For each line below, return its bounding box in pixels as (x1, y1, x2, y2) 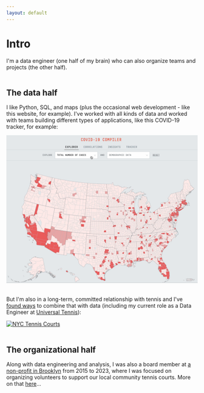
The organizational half (6, 344, 96, 355)
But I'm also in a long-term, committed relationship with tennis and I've (6, 296, 183, 303)
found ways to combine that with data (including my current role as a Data (6, 302, 192, 310)
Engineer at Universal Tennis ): (6, 308, 82, 316)
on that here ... (6, 380, 41, 388)
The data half (6, 87, 58, 97)
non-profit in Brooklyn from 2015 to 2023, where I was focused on (6, 367, 172, 375)
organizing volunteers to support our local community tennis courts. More (6, 374, 191, 381)
